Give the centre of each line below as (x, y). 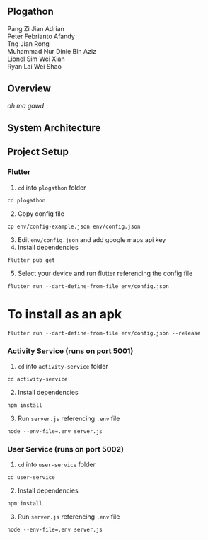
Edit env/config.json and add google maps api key (92, 239)
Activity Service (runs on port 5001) (70, 351)
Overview (29, 89)
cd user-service (31, 478)
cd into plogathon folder (52, 188)
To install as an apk (65, 314)
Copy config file (41, 213)
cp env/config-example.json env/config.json (74, 226)
